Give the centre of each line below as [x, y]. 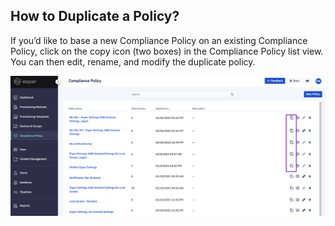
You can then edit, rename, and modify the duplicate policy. [133, 61]
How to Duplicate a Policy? [95, 16]
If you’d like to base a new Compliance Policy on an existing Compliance [159, 40]
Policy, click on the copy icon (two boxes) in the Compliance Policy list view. [167, 51]
